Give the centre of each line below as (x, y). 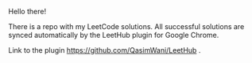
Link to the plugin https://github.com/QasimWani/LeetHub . (105, 50)
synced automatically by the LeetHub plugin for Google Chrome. (114, 35)
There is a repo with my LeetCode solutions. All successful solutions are (126, 26)
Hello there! (27, 11)
